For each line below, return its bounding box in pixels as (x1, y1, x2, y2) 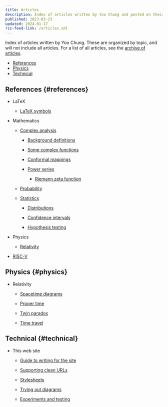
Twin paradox (19, 310, 48, 316)
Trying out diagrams (19, 386, 61, 392)
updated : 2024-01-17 (5, 21, 48, 26)
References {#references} (5, 85, 89, 93)
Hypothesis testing (27, 224, 66, 230)
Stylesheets (19, 376, 44, 382)
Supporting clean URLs (19, 367, 68, 373)
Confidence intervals (27, 214, 71, 220)
